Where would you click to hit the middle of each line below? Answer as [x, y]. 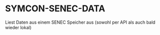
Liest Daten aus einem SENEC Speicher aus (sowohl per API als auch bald [80, 22]
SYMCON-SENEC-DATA [55, 9]
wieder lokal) [18, 27]
